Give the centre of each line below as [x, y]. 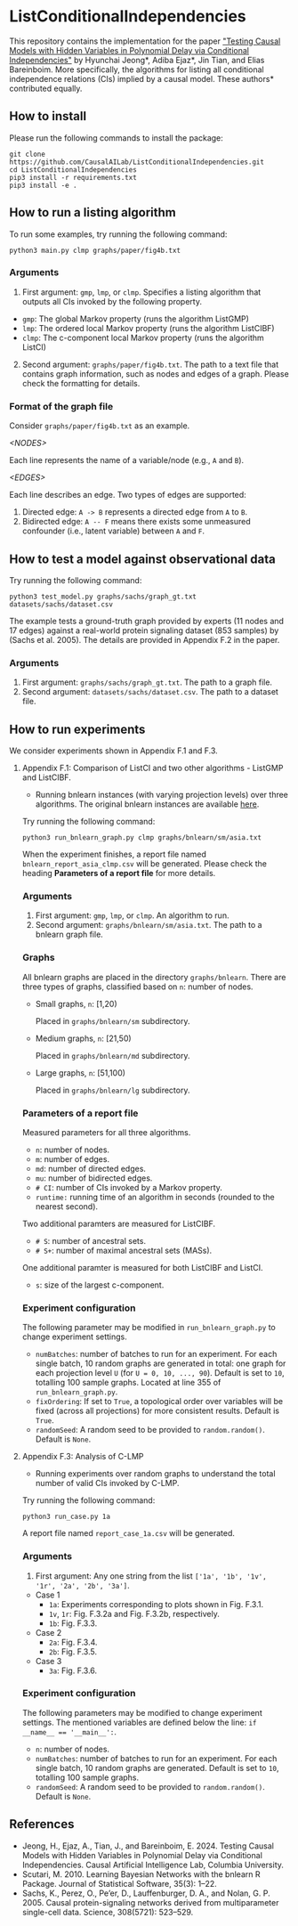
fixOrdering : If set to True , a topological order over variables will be [159, 1402]
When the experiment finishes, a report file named [114, 854]
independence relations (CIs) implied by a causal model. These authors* [141, 78]
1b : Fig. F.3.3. [73, 1623]
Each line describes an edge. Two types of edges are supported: [128, 495]
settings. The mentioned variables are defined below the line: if [139, 1722]
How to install [48, 116]
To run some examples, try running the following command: [118, 234]
